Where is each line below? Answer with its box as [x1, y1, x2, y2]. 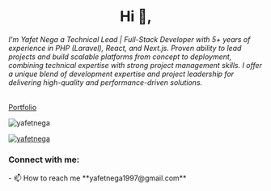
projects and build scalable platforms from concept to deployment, [8, 52, 232, 62]
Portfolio [8, 103, 37, 112]
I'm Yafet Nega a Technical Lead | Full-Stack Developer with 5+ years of [8, 34, 251, 44]
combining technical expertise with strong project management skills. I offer [8, 60, 263, 70]
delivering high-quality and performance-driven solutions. [8, 77, 203, 87]
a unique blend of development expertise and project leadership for [8, 69, 235, 79]
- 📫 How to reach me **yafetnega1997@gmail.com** [8, 173, 187, 183]
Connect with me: [8, 154, 80, 165]
